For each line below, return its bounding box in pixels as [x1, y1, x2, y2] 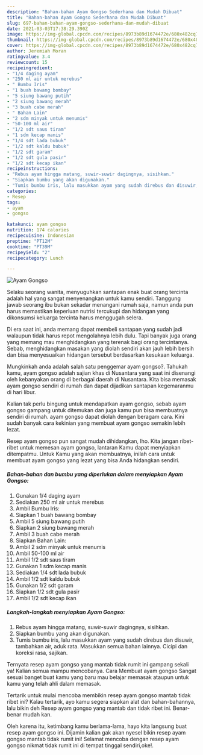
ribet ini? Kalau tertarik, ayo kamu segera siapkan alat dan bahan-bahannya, [7, 698, 196, 706]
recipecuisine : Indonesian [7, 233, 75, 239]
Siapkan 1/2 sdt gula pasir [15, 588, 80, 595]
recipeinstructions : [7, 166, 59, 172]
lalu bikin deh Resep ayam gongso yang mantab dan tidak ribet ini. [7, 704, 172, 712]
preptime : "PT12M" [7, 238, 53, 244]
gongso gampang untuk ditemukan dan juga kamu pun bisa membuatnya [7, 407, 189, 414]
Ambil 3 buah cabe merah [15, 531, 80, 538]
